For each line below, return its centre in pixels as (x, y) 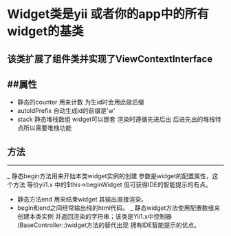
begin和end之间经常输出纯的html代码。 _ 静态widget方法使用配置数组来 (119, 208)
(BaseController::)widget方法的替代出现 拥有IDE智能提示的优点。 (109, 225)
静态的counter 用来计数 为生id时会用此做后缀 (80, 102)
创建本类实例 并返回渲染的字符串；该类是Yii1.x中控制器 (94, 217)
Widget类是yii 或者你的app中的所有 (108, 14)
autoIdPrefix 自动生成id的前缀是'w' (66, 111)
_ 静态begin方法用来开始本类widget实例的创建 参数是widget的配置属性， (110, 176)
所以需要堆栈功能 (47, 128)
